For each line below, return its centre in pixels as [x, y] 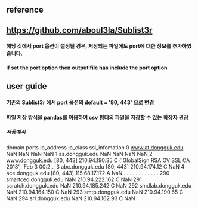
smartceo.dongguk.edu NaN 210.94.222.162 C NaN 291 [74, 179]
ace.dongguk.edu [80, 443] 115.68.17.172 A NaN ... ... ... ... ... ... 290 [88, 173]
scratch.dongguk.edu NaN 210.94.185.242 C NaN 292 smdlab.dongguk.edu [99, 185]
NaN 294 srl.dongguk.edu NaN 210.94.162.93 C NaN [71, 198]
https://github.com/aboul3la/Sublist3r [79, 30]
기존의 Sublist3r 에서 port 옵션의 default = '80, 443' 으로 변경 [80, 102]
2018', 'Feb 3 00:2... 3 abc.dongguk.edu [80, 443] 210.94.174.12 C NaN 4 [95, 166]
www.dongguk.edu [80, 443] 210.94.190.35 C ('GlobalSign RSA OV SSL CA [98, 160]
